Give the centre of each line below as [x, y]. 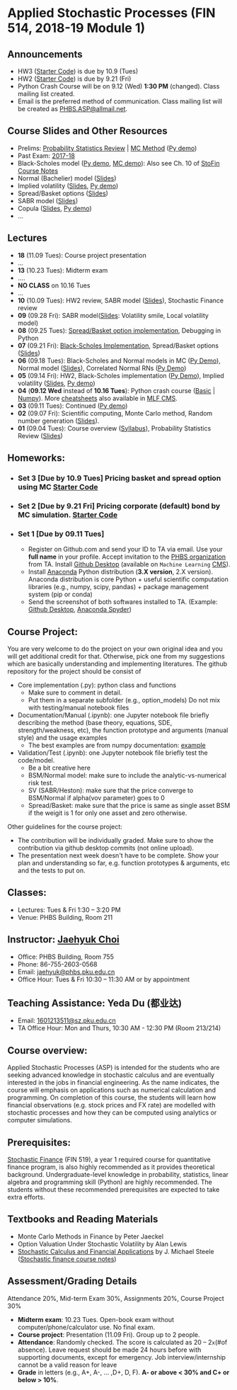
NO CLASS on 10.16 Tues [54, 285]
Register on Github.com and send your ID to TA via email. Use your [125, 549]
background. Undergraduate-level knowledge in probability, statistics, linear [118, 1175]
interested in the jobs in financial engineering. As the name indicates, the [114, 1083]
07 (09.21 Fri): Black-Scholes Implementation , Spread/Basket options [118, 346]
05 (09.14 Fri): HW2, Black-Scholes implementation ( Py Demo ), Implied [121, 375]
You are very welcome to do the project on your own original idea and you [115, 649]
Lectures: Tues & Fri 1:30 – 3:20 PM [69, 910]
